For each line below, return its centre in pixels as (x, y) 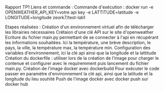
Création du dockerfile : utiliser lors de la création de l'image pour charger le (82, 58)
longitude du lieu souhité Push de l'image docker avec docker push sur (77, 79)
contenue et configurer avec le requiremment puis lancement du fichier (77, 63)
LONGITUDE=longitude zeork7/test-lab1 (45, 17)
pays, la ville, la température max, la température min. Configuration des (78, 48)
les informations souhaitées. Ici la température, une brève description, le (78, 43)
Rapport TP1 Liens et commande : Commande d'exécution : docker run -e (79, 7)
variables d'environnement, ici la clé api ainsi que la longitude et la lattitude (81, 53)
